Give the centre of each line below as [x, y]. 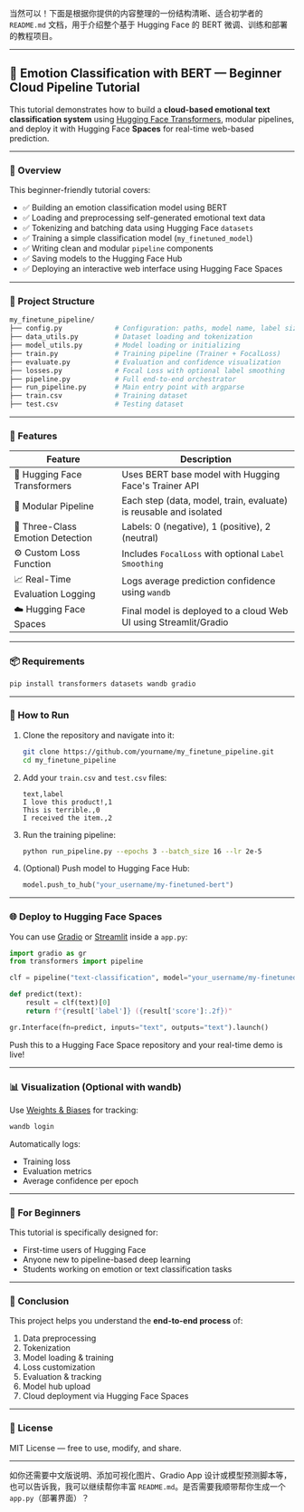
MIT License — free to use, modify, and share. [96, 1448]
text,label [43, 794]
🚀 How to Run [39, 716]
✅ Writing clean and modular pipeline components [118, 248]
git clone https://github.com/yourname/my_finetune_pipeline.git [148, 751]
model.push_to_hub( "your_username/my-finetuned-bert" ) [128, 885]
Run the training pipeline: [69, 834]
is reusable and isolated [172, 512]
